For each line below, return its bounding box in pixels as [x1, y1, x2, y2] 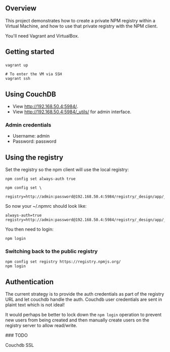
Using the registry [5, 153, 63, 162]
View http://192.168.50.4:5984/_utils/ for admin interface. [12, 109, 132, 115]
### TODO [5, 332, 28, 338]
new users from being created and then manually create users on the [5, 317, 149, 323]
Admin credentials [5, 121, 52, 129]
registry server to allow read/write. [5, 323, 77, 329]
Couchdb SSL [5, 342, 34, 348]
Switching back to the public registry [5, 247, 98, 254]
